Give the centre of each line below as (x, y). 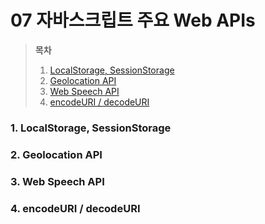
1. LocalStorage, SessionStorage (91, 128)
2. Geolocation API (56, 154)
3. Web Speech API (57, 181)
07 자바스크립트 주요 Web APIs (133, 20)
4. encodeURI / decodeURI (75, 208)
